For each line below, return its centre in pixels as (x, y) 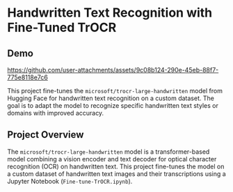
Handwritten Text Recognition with (110, 13)
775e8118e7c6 (28, 77)
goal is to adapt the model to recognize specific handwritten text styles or (113, 105)
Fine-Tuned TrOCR (62, 27)
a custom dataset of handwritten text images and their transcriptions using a (116, 174)
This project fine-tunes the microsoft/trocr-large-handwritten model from (115, 91)
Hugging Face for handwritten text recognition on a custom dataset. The (111, 98)
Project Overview (46, 135)
